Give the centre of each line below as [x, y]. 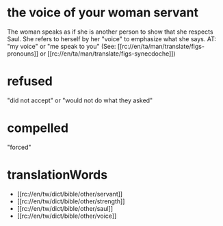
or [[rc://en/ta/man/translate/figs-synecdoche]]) [108, 54]
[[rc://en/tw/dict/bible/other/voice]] [67, 216]
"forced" [19, 147]
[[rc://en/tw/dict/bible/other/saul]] [65, 208]
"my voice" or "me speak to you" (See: [62, 46]
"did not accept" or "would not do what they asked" [80, 100]
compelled [38, 128]
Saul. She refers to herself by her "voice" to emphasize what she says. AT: [112, 38]
